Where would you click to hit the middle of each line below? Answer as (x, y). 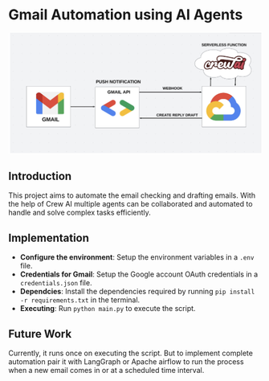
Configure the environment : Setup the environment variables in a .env (137, 257)
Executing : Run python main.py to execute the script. (108, 309)
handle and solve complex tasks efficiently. (79, 213)
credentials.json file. (56, 283)
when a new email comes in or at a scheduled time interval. (106, 371)
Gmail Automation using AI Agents (126, 15)
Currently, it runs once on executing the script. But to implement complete (130, 353)
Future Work (40, 334)
